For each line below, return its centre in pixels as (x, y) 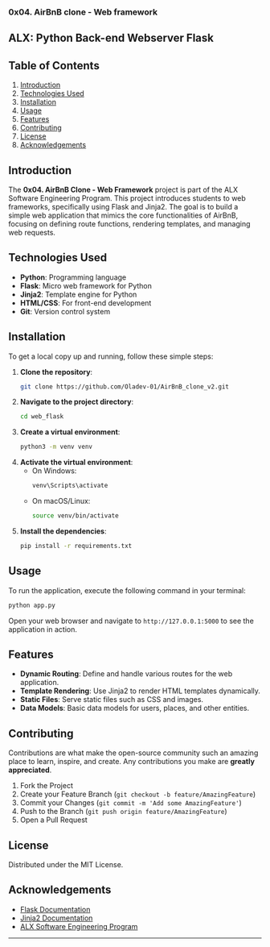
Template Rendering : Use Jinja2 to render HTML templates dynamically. (140, 691)
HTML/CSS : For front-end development (86, 303)
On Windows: (54, 471)
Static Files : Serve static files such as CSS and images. (111, 700)
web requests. (32, 232)
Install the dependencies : (63, 531)
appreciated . (30, 770)
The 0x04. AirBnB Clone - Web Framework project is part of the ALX (123, 189)
